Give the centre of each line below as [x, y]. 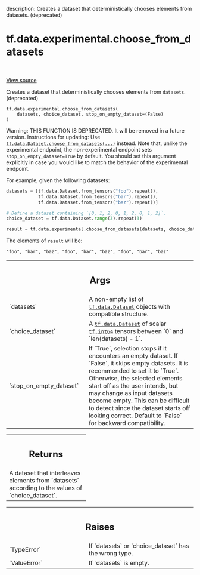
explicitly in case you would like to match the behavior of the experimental [97, 162]
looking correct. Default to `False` [135, 416]
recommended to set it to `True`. [134, 371]
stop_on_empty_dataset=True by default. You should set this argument [91, 156]
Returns [46, 454]
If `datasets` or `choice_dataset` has [139, 546]
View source [21, 80]
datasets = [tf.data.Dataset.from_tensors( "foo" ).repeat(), [82, 191]
